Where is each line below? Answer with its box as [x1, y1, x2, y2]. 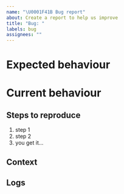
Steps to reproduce [6, 110, 81, 120]
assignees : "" [6, 32, 43, 38]
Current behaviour [6, 86, 102, 99]
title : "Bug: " [6, 20, 45, 26]
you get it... [15, 139, 44, 146]
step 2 [15, 132, 32, 140]
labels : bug [6, 26, 36, 32]
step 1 [15, 126, 30, 134]
